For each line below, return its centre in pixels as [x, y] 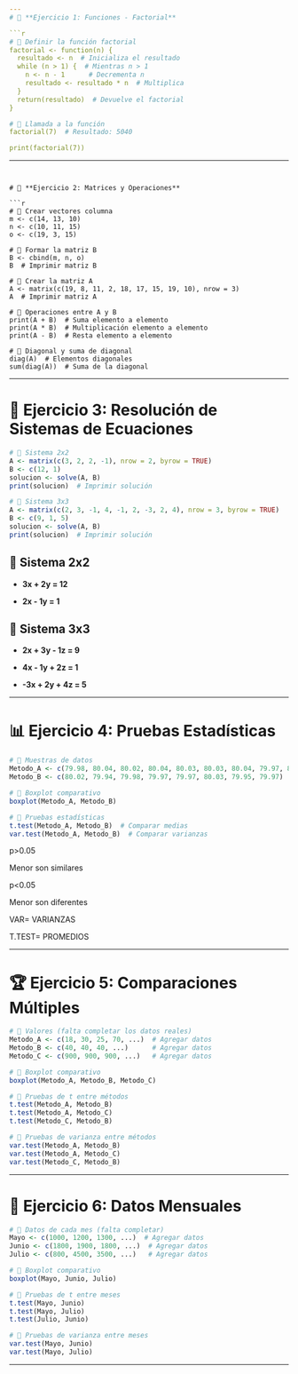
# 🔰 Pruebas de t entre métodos [69, 1096]
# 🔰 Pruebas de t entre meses [65, 1295]
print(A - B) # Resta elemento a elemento [91, 336]
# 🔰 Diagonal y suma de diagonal [71, 352]
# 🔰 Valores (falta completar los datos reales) [101, 1031]
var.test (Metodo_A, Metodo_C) [65, 1154]
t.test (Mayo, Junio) [47, 1303]
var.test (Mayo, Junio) [51, 1344]
